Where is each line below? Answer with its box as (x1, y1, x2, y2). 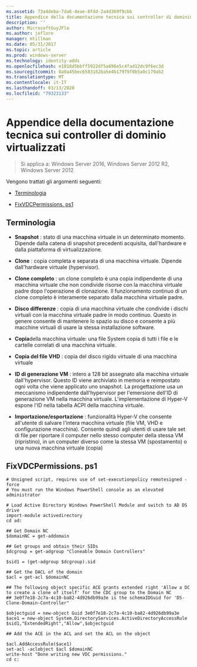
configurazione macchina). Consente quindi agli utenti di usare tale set (14, 425, 186, 433)
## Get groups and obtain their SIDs (6, 544, 98, 549)
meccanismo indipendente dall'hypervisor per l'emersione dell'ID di (14, 389, 178, 396)
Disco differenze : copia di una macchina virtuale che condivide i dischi (14, 305, 188, 312)
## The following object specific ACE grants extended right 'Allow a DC (6, 585, 191, 591)
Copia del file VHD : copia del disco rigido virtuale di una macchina (14, 353, 177, 360)
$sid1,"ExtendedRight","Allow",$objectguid (6, 621, 114, 626)
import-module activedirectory (6, 512, 83, 519)
